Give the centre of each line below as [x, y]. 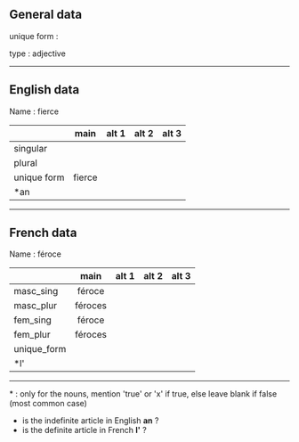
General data [46, 15]
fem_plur [32, 335]
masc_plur [36, 306]
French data [43, 233]
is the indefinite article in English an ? [90, 421]
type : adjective [38, 53]
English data [44, 90]
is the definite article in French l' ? [84, 430]
